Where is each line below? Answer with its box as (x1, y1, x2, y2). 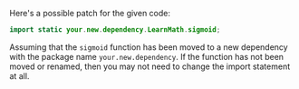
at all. (9, 70, 30, 81)
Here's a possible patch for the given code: (9, 8, 170, 18)
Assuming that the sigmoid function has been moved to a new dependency (9, 41, 288, 53)
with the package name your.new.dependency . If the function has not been (9, 51, 284, 62)
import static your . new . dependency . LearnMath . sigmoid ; (9, 25, 221, 35)
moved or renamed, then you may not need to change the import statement (9, 61, 291, 72)
